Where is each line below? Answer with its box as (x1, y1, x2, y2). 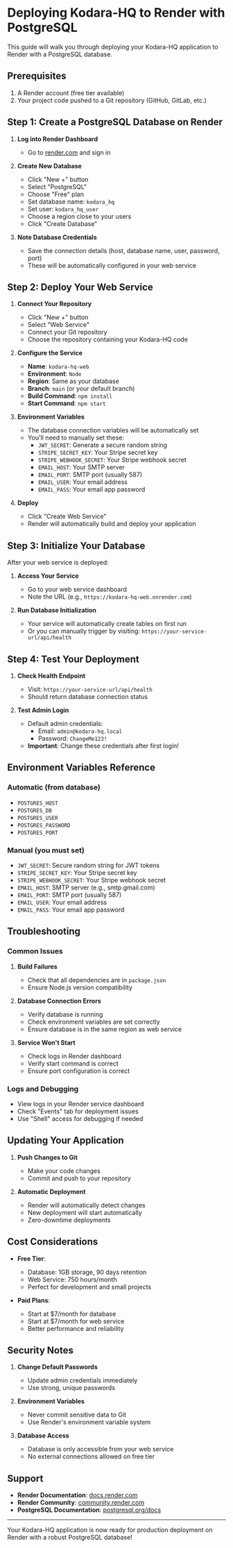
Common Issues (7, 946, 64, 956)
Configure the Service (17, 349, 83, 357)
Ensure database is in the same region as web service (27, 1024, 182, 1033)
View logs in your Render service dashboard (17, 1099, 144, 1108)
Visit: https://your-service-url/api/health (27, 685, 153, 693)
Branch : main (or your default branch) (27, 385, 135, 393)
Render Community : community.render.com (17, 1499, 144, 1507)
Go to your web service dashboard (27, 586, 127, 594)
